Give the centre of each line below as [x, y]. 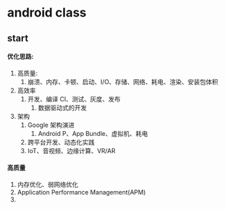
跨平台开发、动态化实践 [61, 142]
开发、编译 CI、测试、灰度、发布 [74, 99]
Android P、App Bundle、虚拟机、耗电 [93, 133]
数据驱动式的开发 [62, 108]
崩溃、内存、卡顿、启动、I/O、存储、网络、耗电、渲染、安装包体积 [123, 81]
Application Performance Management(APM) [81, 192]
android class [47, 13]
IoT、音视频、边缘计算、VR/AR [71, 150]
